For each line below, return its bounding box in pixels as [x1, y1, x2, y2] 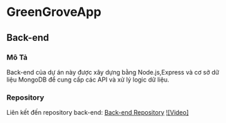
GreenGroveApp [6, 4, 102, 20]
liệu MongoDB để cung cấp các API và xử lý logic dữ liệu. [6, 75, 170, 84]
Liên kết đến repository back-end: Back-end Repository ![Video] [6, 108, 189, 117]
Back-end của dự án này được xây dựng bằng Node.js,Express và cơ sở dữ [6, 68, 219, 76]
